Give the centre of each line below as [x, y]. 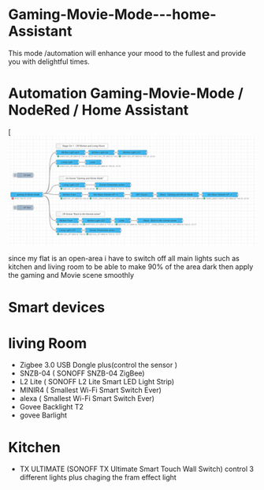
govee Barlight [43, 415]
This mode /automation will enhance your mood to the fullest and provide [127, 53]
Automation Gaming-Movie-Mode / [126, 94]
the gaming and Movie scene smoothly [71, 275]
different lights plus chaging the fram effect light [98, 477]
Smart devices [57, 307]
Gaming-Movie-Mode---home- [112, 15]
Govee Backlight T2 [52, 407]
